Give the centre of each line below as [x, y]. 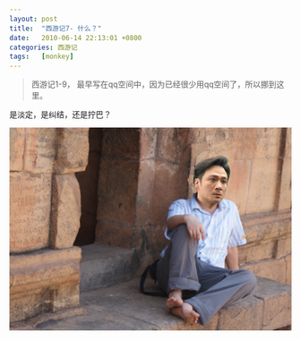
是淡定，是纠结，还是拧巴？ [60, 115]
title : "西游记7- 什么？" [56, 28]
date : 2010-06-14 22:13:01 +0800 [76, 38]
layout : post [34, 19]
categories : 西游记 [43, 47]
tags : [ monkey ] [42, 57]
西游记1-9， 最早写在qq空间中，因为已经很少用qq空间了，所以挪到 [154, 84]
